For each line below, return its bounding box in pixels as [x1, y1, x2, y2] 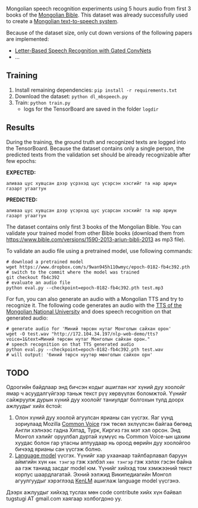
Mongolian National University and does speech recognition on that [6, 308, 171, 315]
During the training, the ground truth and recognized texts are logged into [6, 138, 186, 145]
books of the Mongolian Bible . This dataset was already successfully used [6, 11, 188, 18]
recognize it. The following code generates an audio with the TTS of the [6, 302, 183, 309]
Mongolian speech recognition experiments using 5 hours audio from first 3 [6, 5, 191, 12]
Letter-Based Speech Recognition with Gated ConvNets [14, 47, 152, 54]
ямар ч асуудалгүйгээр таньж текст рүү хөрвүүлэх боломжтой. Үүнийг [6, 390, 187, 397]
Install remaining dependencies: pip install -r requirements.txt [14, 86, 177, 93]
